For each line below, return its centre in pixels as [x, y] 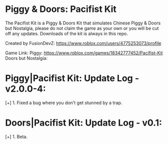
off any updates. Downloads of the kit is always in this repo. [67, 33]
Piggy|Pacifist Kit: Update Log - [72, 78]
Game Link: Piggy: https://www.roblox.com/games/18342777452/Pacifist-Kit [84, 53]
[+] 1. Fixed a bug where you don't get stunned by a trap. [64, 103]
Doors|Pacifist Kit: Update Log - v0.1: [84, 123]
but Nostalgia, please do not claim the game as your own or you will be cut [82, 28]
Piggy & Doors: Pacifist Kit [61, 9]
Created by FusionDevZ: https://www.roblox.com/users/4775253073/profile [83, 43]
